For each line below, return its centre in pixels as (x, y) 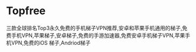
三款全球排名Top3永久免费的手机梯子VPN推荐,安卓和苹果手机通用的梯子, (94, 28)
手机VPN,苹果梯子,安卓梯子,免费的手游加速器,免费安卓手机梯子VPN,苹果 (98, 35)
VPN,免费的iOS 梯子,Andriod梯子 (51, 43)
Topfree (26, 11)
